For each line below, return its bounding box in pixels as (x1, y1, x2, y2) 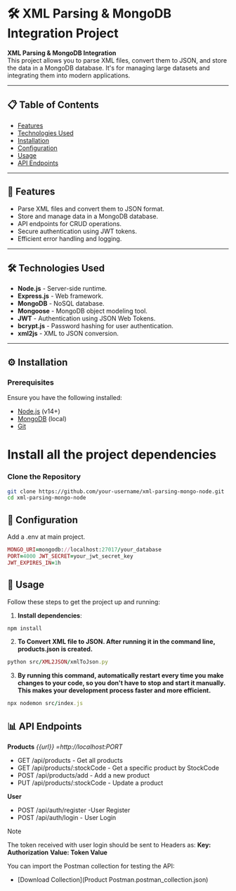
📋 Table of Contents (7, 99, 100, 111)
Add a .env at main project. (7, 532, 86, 541)
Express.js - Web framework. (17, 292, 104, 300)
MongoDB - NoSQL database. (17, 299, 105, 308)
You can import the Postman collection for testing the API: (7, 861, 175, 870)
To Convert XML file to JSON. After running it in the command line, (17, 637, 216, 646)
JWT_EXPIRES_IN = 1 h (7, 559, 61, 566)
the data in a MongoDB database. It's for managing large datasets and (7, 63, 211, 72)
